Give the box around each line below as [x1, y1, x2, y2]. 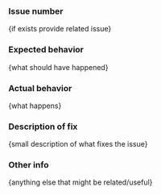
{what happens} [8, 101, 62, 110]
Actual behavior [8, 82, 72, 93]
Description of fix [8, 121, 78, 132]
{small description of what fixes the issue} [8, 139, 148, 149]
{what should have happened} [8, 62, 109, 72]
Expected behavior [8, 44, 85, 56]
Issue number [8, 6, 64, 17]
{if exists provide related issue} [8, 24, 112, 34]
